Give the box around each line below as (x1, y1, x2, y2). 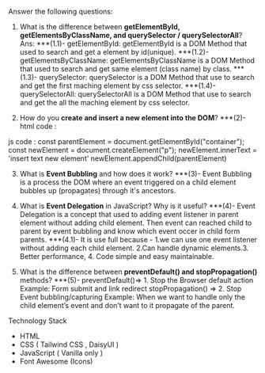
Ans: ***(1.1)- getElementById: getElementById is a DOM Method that (19, 39, 248, 48)
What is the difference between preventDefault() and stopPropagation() (19, 267, 258, 276)
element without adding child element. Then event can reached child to (19, 218, 252, 227)
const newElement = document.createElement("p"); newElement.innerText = (8, 146, 257, 154)
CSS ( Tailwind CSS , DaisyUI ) (19, 340, 119, 349)
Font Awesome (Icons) (19, 356, 93, 366)
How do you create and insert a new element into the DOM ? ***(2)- (19, 113, 247, 122)
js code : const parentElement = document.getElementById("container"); (8, 137, 245, 146)
